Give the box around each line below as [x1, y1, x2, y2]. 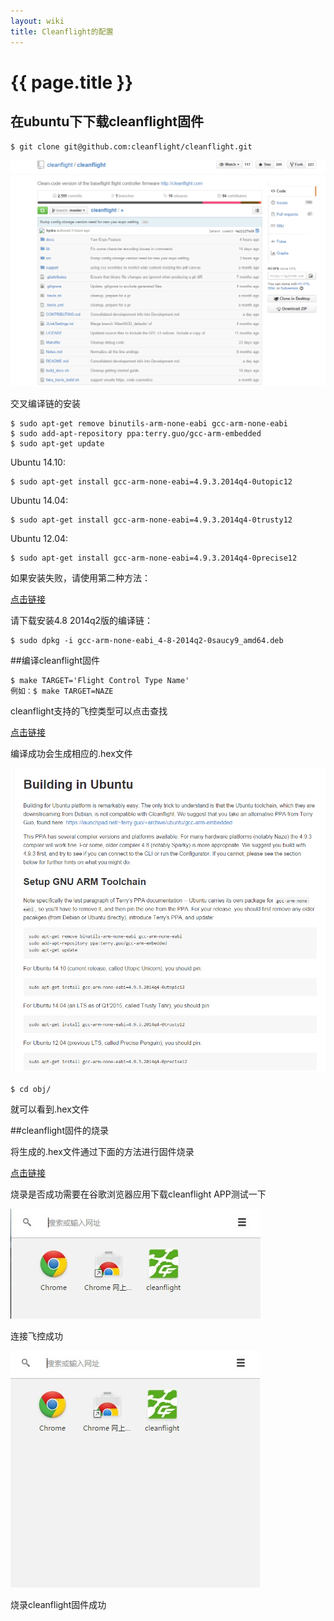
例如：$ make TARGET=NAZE [10, 686, 114, 697]
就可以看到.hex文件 [10, 1103, 90, 1115]
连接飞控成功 [10, 1330, 63, 1342]
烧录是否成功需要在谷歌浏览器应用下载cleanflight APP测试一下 [10, 1188, 267, 1200]
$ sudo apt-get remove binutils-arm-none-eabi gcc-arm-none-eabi [10, 419, 288, 429]
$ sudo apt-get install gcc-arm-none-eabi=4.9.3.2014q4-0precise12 [10, 553, 298, 564]
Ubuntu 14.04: [10, 495, 69, 507]
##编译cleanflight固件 [10, 655, 100, 667]
